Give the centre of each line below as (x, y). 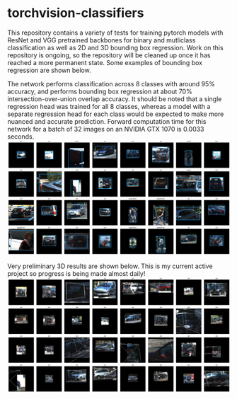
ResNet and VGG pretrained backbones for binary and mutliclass (102, 40)
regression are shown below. (49, 70)
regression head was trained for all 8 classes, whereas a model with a (109, 106)
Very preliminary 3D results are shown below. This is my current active (110, 266)
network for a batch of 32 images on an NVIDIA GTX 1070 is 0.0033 (106, 129)
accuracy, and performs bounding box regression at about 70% (100, 91)
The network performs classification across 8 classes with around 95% (111, 83)
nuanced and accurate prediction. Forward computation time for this (107, 121)
